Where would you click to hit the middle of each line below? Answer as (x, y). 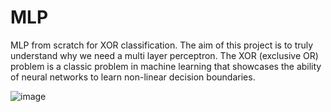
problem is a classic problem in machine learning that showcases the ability (166, 66)
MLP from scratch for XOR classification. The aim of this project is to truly (162, 45)
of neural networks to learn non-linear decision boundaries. (133, 77)
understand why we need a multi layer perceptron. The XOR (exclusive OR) (164, 55)
